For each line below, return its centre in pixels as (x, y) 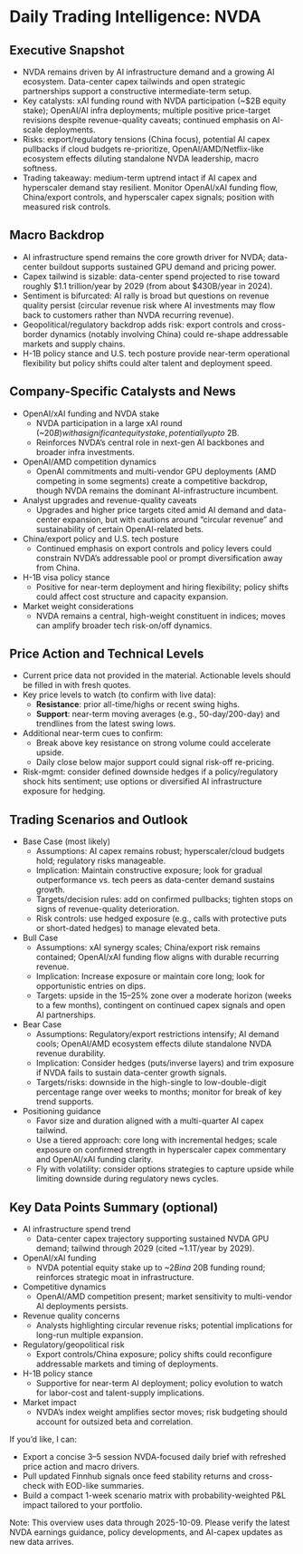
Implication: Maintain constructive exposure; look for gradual (149, 870)
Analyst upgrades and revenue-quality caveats (109, 500)
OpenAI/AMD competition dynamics (89, 461)
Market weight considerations (78, 606)
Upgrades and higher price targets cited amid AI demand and (150, 510)
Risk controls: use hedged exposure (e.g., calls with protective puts (161, 918)
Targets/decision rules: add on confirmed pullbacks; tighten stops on (165, 899)
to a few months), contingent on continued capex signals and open (161, 1005)
